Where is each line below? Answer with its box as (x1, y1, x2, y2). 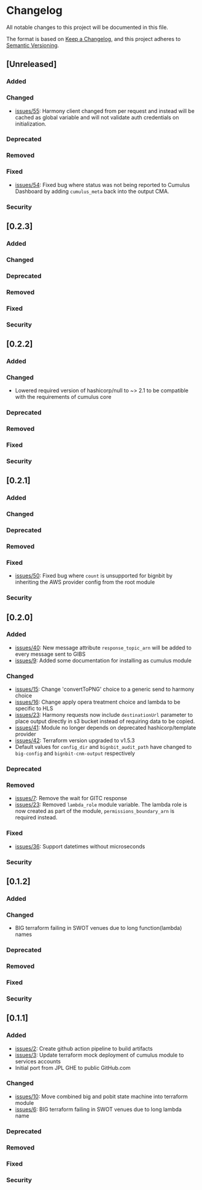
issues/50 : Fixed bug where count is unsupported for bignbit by (14, 572, 173, 579)
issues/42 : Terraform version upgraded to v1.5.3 (14, 737, 135, 744)
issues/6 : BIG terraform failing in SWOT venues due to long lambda (14, 1106, 182, 1113)
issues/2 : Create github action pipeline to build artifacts (14, 1045, 153, 1052)
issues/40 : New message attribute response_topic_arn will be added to (14, 644, 192, 651)
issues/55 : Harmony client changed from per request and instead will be (14, 107, 195, 115)
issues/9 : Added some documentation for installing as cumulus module (14, 657, 192, 664)
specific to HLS (14, 705, 53, 712)
